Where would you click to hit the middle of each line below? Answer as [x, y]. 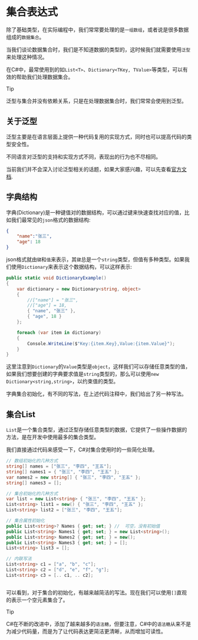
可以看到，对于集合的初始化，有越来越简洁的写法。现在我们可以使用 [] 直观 [97, 592]
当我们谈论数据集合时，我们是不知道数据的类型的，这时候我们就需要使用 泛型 [98, 49]
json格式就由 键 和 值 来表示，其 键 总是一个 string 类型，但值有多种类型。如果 [95, 259]
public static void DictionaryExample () [57, 278]
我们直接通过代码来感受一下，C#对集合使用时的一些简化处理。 [82, 450]
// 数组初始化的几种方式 [32, 461]
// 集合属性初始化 [26, 521]
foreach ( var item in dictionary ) [59, 332]
